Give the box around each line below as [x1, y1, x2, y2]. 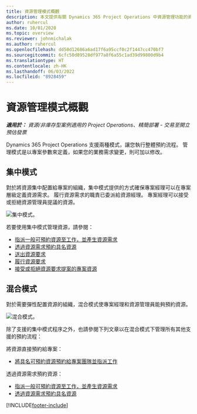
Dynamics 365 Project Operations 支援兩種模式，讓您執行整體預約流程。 [6, 141, 182, 148]
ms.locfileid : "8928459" [6, 74, 67, 80]
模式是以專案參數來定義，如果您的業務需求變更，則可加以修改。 [11, 149, 165, 156]
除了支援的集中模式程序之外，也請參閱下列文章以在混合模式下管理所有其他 [6, 326, 186, 333]
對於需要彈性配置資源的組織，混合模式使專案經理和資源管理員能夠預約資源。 [6, 300, 191, 307]
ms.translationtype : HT [6, 57, 64, 63]
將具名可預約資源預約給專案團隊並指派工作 [14, 358, 118, 365]
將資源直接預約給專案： [6, 345, 63, 352]
